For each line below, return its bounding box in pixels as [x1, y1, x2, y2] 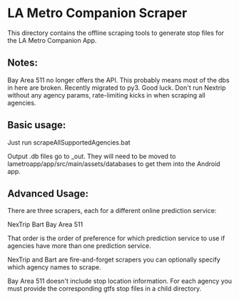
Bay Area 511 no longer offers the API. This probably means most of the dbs [7, 76, 230, 84]
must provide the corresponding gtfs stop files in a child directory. [7, 284, 202, 293]
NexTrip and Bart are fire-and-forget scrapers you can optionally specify [7, 255, 221, 264]
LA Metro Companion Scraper [7, 5, 188, 21]
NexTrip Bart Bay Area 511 [7, 220, 83, 229]
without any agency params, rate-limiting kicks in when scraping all [7, 90, 205, 99]
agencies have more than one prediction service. [7, 242, 151, 250]
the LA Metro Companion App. [7, 36, 97, 44]
